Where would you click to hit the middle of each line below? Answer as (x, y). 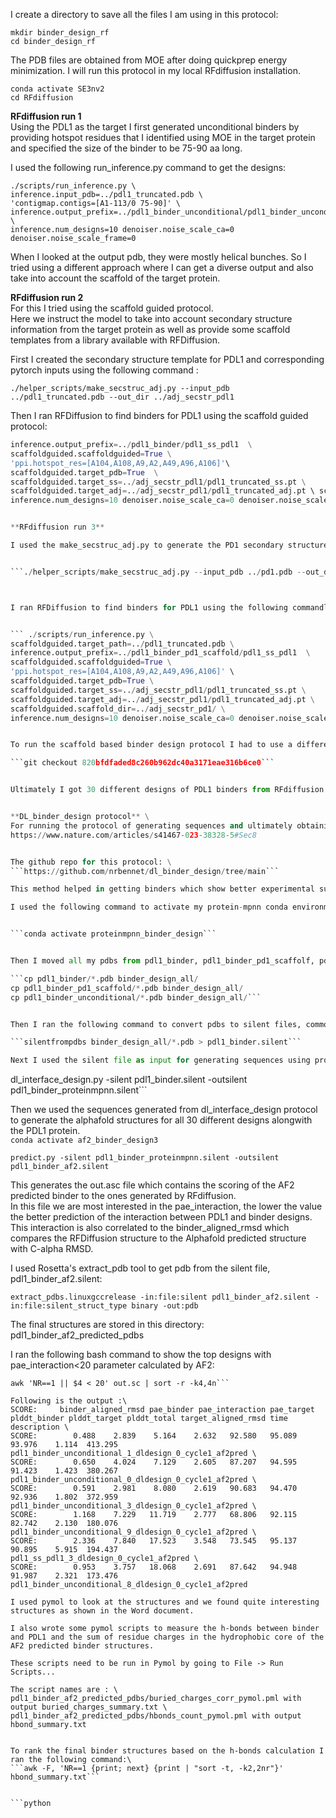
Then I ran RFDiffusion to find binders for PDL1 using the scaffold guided (159, 415)
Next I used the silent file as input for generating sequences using (160, 1060)
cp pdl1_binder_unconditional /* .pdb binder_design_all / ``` (136, 997)
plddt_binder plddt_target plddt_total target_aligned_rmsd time (149, 1419)
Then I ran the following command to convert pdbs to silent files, (156, 1024)
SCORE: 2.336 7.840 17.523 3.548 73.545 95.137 (154, 1541)
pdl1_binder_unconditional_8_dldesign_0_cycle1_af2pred (129, 1585)
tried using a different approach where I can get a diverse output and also (162, 267)
